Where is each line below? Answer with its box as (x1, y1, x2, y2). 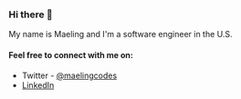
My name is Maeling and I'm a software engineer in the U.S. (8, 29, 234, 40)
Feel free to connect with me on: (8, 49, 133, 60)
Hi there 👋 (8, 8, 54, 21)
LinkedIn (21, 79, 55, 90)
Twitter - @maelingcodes (21, 70, 118, 81)
